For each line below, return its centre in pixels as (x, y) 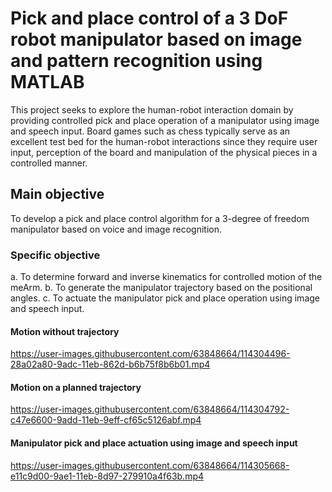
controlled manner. (49, 163)
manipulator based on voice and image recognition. (116, 229)
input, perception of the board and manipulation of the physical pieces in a (164, 152)
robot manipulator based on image (156, 39)
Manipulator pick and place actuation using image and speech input (154, 443)
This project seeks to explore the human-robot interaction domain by (152, 109)
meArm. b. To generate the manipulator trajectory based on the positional (161, 288)
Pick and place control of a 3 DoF (149, 18)
